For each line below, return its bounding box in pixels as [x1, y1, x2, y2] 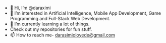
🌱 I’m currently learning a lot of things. [10, 21, 90, 27]
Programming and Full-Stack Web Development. [10, 16, 110, 21]
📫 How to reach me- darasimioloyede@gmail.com [10, 32, 115, 38]
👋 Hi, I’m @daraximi [10, 5, 51, 11]
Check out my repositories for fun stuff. [10, 26, 92, 32]
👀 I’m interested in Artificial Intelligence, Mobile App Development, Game [10, 10, 161, 16]
